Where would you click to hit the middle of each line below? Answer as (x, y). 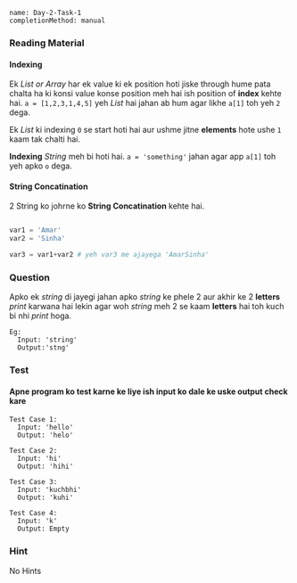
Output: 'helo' (45, 435)
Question (30, 277)
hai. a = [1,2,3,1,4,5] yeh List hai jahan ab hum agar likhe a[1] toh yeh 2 (145, 103)
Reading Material (47, 43)
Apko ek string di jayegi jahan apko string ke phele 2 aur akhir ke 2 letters (145, 297)
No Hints (25, 571)
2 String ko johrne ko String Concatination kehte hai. (107, 206)
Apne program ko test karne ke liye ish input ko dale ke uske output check (148, 391)
